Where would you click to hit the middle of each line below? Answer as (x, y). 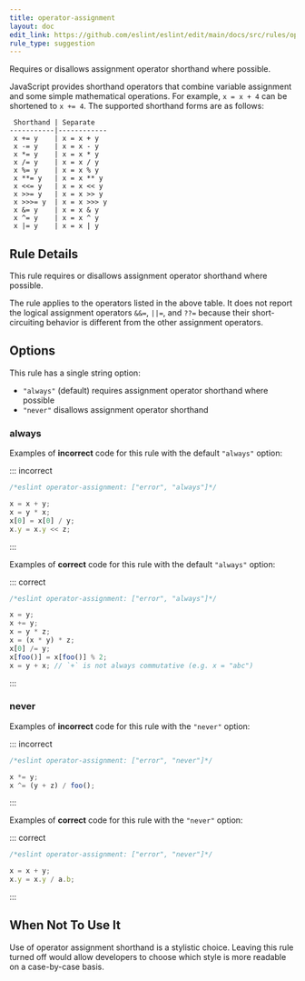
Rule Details (44, 254)
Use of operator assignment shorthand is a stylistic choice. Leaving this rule (152, 947)
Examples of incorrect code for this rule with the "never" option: (130, 726)
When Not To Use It (65, 925)
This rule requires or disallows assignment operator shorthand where (138, 276)
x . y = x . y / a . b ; (42, 880)
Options (33, 351)
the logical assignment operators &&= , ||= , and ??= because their (130, 313)
